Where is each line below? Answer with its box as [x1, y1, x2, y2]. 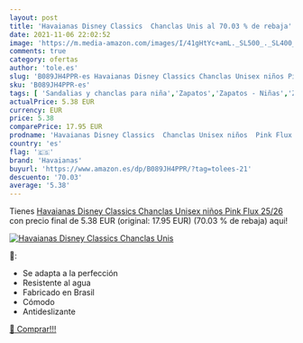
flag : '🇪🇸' [9, 147, 54, 156]
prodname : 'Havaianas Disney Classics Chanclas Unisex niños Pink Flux [9, 131, 293, 140]
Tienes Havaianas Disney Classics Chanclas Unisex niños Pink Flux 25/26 [9, 206, 284, 217]
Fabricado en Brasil [22, 287, 95, 298]
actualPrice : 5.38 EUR [9, 97, 95, 107]
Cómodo [22, 297, 56, 308]
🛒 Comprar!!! [9, 324, 57, 335]
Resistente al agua [22, 277, 92, 289]
